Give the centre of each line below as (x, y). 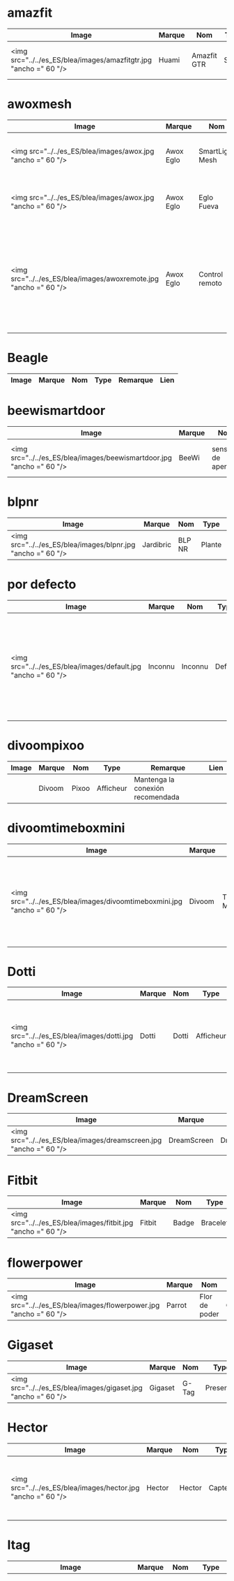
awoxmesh (39, 104)
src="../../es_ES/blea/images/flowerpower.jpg (85, 1306)
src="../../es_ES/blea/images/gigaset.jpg (77, 1388)
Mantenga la (154, 779)
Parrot (176, 1306)
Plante (211, 544)
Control (211, 274)
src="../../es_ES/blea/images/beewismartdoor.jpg (91, 458)
